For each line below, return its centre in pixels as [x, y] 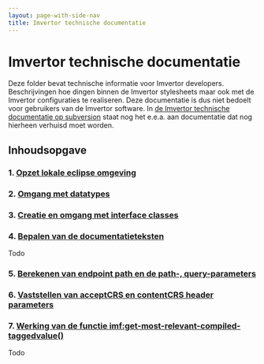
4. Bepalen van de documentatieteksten [86, 236]
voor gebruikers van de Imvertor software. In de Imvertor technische [119, 109]
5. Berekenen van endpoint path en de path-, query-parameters [132, 273]
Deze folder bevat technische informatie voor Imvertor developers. [116, 84]
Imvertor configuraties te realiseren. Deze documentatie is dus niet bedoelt [130, 100]
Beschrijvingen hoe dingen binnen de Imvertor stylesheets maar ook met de [131, 92]
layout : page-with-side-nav [54, 15]
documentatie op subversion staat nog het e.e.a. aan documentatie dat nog [130, 117]
